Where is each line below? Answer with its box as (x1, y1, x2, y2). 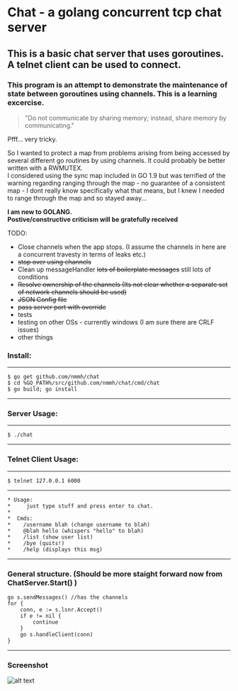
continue (33, 619, 59, 626)
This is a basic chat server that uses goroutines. (7, 47, 225, 60)
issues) (17, 325, 39, 334)
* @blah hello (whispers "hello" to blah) (7, 527, 144, 534)
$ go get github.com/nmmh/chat (7, 373, 100, 381)
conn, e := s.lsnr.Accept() (20, 607, 103, 614)
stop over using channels (17, 257, 92, 266)
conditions (17, 272, 49, 281)
